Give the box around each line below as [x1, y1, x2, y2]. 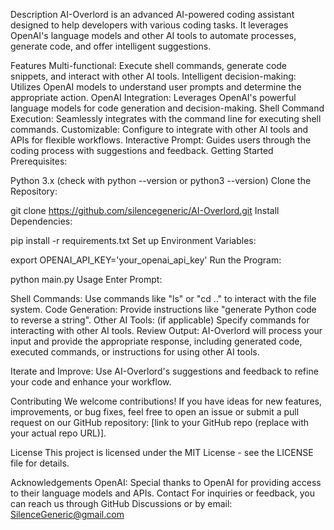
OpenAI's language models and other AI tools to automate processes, [10, 30, 297, 41]
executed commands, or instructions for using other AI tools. [10, 346, 260, 358]
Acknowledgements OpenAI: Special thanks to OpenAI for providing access [10, 477, 322, 488]
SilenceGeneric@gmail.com [10, 509, 125, 520]
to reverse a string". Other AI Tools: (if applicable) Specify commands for [10, 314, 310, 326]
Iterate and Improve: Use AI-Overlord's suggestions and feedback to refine [10, 365, 319, 377]
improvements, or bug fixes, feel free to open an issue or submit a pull [10, 406, 300, 418]
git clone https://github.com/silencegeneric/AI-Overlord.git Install [10, 205, 280, 216]
